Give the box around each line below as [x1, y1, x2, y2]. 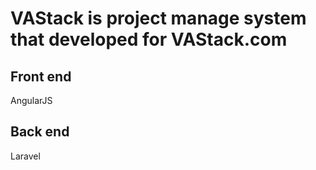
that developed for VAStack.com [10, 28, 288, 51]
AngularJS [10, 95, 53, 106]
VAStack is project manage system [10, 7, 307, 30]
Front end [10, 68, 72, 85]
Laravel [10, 150, 41, 162]
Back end [10, 123, 70, 141]
